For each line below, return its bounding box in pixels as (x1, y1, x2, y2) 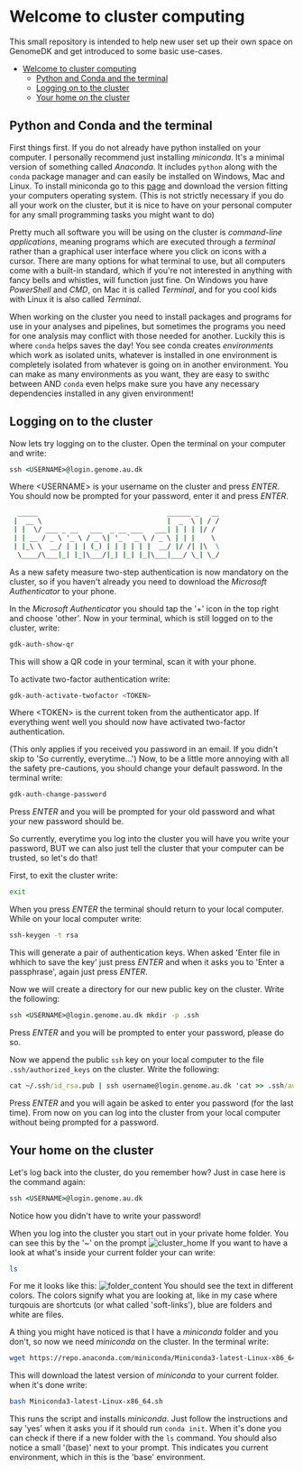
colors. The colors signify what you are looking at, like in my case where (9, 1290, 278, 1301)
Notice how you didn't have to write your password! (9, 1210, 201, 1221)
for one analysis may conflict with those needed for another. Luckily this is (9, 330, 286, 341)
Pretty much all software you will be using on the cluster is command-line (9, 226, 282, 237)
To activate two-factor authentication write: (9, 674, 170, 685)
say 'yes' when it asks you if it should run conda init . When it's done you (9, 1423, 282, 1434)
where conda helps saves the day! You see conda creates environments (9, 340, 274, 351)
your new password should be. (9, 816, 124, 827)
